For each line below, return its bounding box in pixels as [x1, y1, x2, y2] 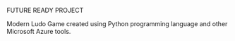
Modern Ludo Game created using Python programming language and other [6, 20, 228, 28]
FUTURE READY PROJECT [6, 6, 84, 14]
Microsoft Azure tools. [6, 28, 71, 35]
